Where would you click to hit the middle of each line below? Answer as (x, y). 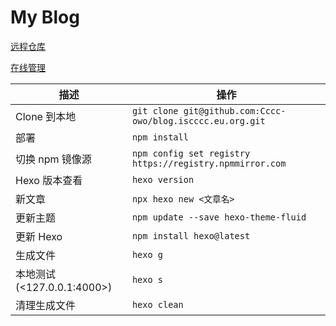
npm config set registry (191, 153)
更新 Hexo (39, 236)
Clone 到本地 (46, 116)
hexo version (163, 179)
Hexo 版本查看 (49, 180)
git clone (155, 110)
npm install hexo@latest (191, 235)
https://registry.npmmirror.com (209, 163)
